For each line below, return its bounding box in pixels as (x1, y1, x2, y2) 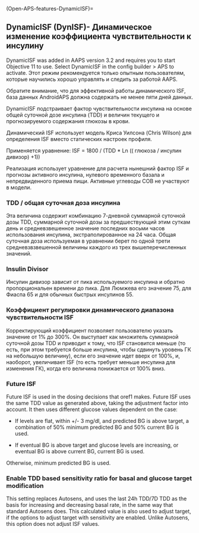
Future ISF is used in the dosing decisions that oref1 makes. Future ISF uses (6, 393, 191, 400)
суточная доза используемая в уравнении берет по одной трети (6, 237, 170, 244)
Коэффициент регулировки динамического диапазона (6, 306, 174, 314)
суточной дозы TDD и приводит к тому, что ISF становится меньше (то (6, 339, 186, 347)
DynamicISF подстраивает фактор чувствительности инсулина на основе (6, 105, 192, 112)
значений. (6, 250, 32, 258)
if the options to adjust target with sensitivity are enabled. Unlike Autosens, (6, 514, 190, 521)
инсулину (6, 41, 44, 51)
